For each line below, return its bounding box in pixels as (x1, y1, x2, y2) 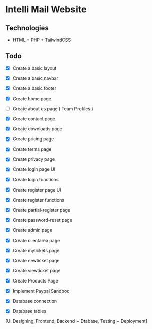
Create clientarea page (12, 237, 60, 243)
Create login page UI (12, 166, 56, 172)
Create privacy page (12, 156, 55, 162)
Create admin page (12, 227, 53, 233)
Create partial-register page (12, 207, 71, 213)
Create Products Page (12, 278, 59, 284)
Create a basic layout (12, 65, 57, 71)
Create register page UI (12, 186, 61, 193)
